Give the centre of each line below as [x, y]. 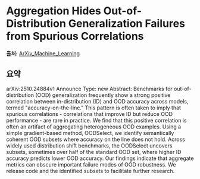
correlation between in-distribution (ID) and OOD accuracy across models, [97, 101]
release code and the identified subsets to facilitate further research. [90, 171]
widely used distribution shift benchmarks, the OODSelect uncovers [89, 145]
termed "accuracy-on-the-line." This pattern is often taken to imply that [94, 108]
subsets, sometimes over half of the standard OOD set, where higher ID [94, 152]
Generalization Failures [127, 23]
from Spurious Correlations [75, 36]
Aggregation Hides [54, 11]
